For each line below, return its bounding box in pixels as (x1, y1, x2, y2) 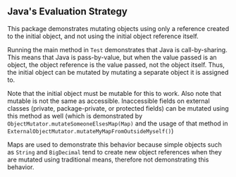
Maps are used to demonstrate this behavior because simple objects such (7, 140, 222, 149)
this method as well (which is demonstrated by (7, 111, 143, 120)
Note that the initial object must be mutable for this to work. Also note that (7, 89, 222, 97)
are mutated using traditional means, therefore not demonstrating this (7, 155, 209, 164)
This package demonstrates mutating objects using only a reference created (7, 24, 230, 32)
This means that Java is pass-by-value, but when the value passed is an (7, 53, 217, 61)
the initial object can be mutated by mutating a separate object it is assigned (7, 68, 229, 76)
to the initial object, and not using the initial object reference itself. (7, 32, 199, 40)
